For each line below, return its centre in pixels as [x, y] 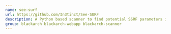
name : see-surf [21, 10]
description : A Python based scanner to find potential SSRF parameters [84, 19]
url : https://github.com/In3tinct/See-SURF [52, 14]
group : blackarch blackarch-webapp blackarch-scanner [64, 24]
